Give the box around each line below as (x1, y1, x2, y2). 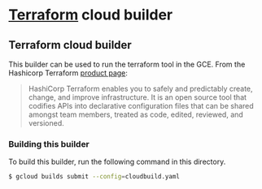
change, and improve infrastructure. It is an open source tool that (28, 92, 247, 102)
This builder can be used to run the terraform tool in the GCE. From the (8, 59, 246, 69)
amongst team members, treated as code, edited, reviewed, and (28, 110, 244, 119)
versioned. (28, 118, 65, 127)
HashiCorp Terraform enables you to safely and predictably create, (28, 84, 254, 93)
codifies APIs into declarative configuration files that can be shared (28, 101, 254, 110)
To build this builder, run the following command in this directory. (8, 157, 226, 167)
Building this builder (8, 138, 90, 149)
